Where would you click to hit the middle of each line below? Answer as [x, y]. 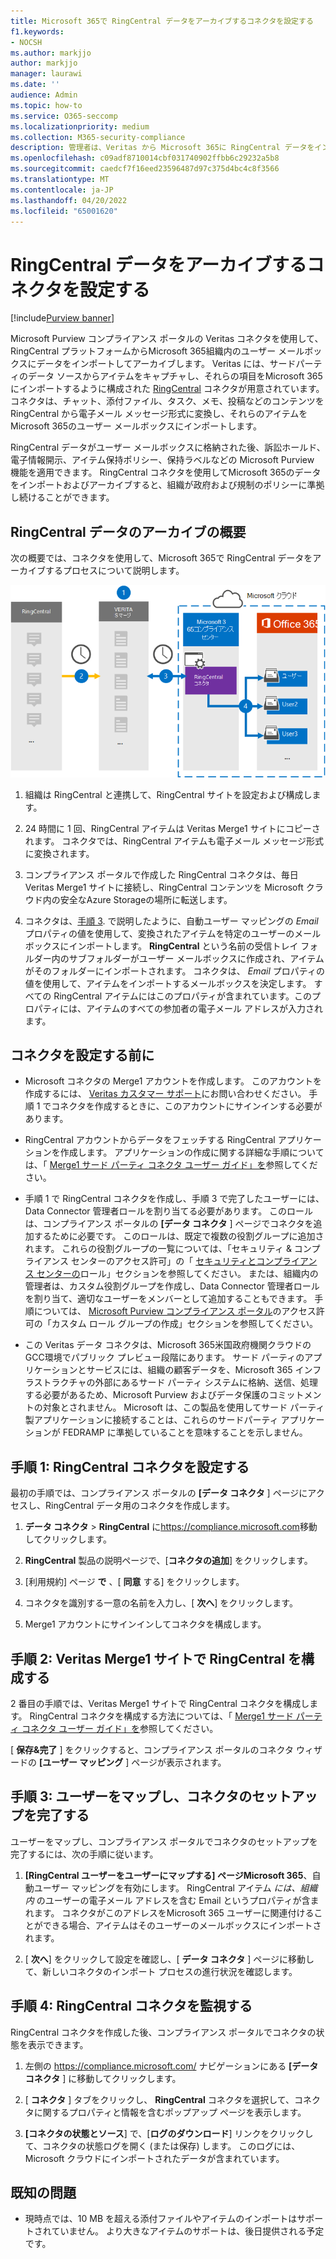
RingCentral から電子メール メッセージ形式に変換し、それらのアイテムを [159, 414]
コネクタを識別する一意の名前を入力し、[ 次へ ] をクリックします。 [161, 1603]
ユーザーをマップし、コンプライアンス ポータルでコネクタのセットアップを [164, 1841]
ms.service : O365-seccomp [64, 116]
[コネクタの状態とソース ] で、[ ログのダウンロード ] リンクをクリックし [169, 2133]
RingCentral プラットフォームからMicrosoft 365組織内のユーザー [143, 351]
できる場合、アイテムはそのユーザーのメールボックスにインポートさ [182, 1925]
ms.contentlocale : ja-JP [62, 190]
